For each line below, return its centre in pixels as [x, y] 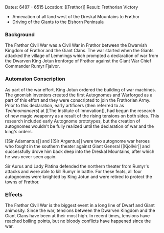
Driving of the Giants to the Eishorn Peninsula [58, 22]
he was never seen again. [31, 156]
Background [20, 34]
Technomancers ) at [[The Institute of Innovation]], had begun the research [80, 111]
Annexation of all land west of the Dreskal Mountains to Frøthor [76, 16]
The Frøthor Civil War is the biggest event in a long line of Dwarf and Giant [80, 205]
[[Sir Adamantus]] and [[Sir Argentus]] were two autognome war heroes [78, 141]
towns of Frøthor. [23, 182]
